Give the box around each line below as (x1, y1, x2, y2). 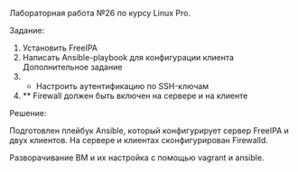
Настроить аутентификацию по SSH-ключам (35, 81, 210, 91)
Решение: (9, 108, 47, 118)
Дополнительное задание (22, 62, 123, 72)
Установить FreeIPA (22, 42, 98, 53)
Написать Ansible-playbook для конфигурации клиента (22, 52, 235, 62)
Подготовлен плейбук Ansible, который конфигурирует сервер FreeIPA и (9, 125, 289, 136)
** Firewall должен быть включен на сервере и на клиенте (22, 90, 248, 101)
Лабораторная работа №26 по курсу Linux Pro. (9, 8, 191, 18)
